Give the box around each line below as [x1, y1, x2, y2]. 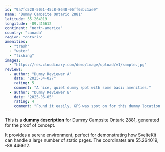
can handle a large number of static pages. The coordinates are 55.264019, [5, 137, 159, 143]
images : [5, 58, 21, 63]
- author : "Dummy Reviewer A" [9, 72, 72, 76]
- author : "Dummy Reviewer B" [9, 90, 72, 95]
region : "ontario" [5, 35, 43, 40]
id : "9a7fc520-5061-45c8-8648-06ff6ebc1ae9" [5, 7, 98, 12]
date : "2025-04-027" [14, 76, 56, 81]
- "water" [9, 48, 30, 53]
